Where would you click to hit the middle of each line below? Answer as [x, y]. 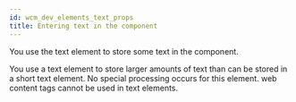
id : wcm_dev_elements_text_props [72, 17]
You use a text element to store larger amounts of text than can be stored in [148, 69]
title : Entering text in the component [84, 26]
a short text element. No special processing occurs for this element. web [143, 78]
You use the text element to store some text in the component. [124, 51]
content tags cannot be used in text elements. [94, 88]
